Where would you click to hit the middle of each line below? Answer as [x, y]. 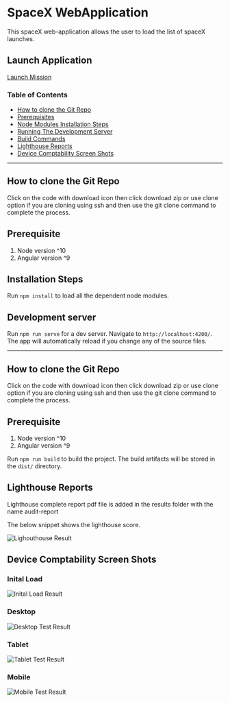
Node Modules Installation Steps [63, 124]
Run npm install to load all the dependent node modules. [88, 295]
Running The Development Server [65, 132]
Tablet [18, 644]
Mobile [19, 677]
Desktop [22, 612]
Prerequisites [36, 117]
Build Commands [41, 139]
